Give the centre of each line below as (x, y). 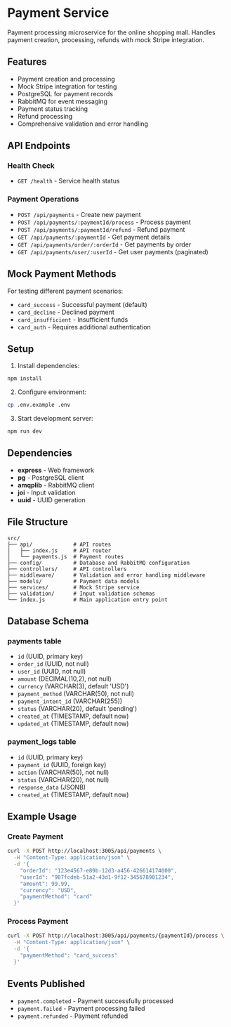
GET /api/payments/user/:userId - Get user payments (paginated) (113, 251)
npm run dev (25, 431)
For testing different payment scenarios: (65, 291)
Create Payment (35, 836)
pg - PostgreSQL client (51, 477)
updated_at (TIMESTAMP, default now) (73, 724)
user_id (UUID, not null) (52, 672)
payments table (34, 641)
